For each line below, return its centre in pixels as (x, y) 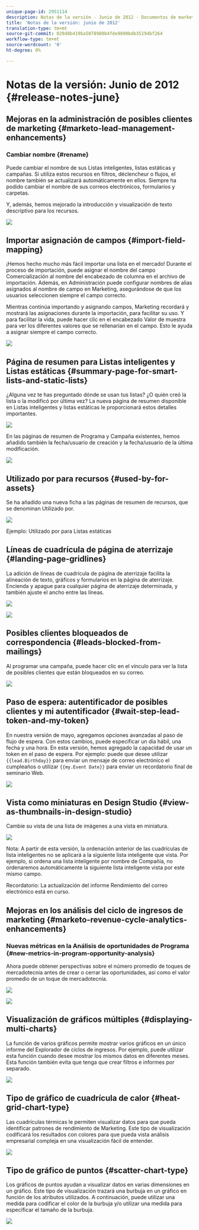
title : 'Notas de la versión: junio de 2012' (63, 23)
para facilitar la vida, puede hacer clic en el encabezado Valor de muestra (96, 320)
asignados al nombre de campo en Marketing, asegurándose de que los (94, 289)
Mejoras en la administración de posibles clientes (99, 119)
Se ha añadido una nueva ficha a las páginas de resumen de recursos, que (97, 503)
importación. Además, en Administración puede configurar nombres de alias (99, 283)
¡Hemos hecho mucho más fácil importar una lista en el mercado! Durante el (99, 264)
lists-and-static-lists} (47, 380)
